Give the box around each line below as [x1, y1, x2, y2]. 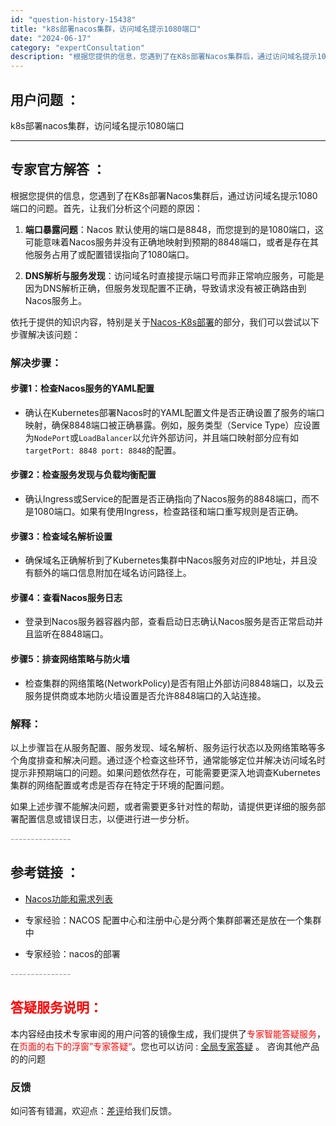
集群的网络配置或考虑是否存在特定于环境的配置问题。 [10, 779, 230, 791]
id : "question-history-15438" [10, 14, 137, 25]
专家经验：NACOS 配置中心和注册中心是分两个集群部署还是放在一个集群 [24, 914, 322, 926]
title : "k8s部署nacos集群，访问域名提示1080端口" [10, 24, 202, 34]
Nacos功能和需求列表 [24, 892, 113, 905]
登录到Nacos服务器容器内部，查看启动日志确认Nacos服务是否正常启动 [24, 616, 315, 628]
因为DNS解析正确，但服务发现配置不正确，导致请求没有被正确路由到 [24, 282, 307, 294]
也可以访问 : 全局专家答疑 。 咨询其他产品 [149, 1040, 320, 1052]
